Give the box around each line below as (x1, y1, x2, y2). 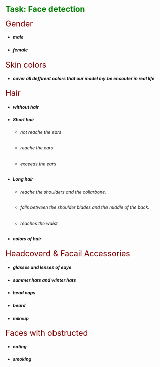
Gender (5, 18, 33, 29)
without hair (12, 103, 39, 110)
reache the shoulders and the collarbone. (20, 189, 107, 195)
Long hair (12, 176, 34, 182)
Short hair (12, 117, 34, 123)
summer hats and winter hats (12, 277, 76, 283)
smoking (12, 356, 32, 362)
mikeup (12, 315, 29, 321)
